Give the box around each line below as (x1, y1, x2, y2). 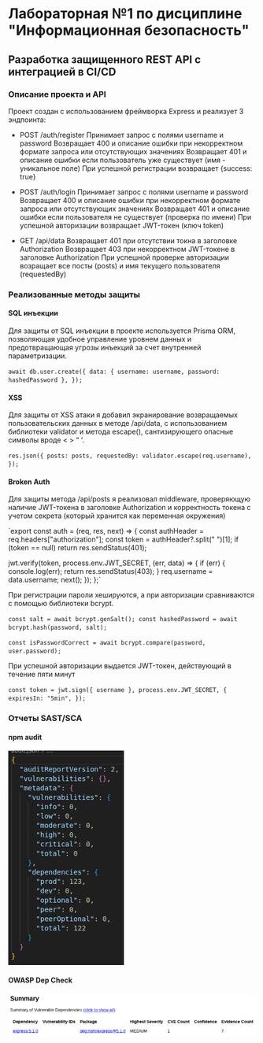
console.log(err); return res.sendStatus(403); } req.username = (8, 567, 213, 576)
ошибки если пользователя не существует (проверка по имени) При (19, 212, 252, 221)
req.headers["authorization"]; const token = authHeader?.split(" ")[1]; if (8, 534, 239, 544)
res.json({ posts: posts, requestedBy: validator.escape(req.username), (8, 452, 252, 460)
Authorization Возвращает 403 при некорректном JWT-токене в (19, 244, 235, 253)
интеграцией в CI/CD (8, 65, 117, 79)
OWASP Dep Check (8, 975, 73, 985)
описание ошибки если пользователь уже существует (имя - (19, 155, 226, 165)
